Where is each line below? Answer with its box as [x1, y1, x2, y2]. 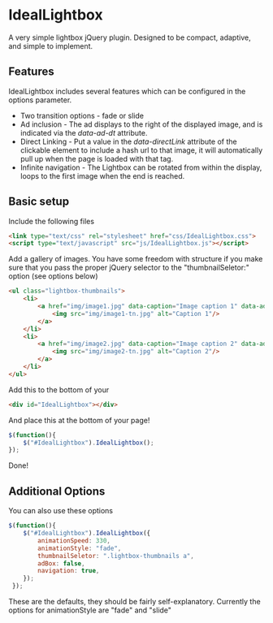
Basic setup [8, 195, 70, 209]
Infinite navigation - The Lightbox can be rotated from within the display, [19, 162, 262, 172]
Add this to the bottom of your [8, 384, 110, 395]
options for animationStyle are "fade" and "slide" [8, 605, 172, 615]
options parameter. [8, 95, 72, 105]
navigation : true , [37, 567, 100, 575]
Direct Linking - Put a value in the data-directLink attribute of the [19, 136, 237, 146]
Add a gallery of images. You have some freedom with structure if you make [8, 254, 263, 264]
